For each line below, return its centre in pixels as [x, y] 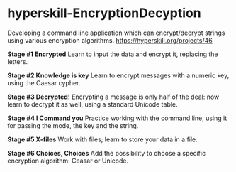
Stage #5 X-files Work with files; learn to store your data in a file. [103, 139]
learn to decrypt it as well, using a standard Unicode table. [93, 104]
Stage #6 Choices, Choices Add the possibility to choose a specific [107, 153]
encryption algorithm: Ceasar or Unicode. [68, 161]
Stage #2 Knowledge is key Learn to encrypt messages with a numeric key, [118, 75]
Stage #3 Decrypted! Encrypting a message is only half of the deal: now [113, 97]
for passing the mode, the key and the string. [73, 125]
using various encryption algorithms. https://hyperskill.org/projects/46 [110, 40]
